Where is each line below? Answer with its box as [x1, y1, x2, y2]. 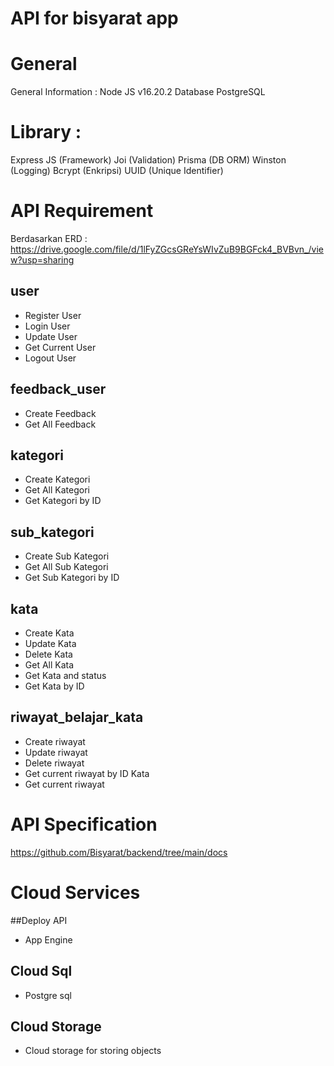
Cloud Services [10, 882, 141, 904]
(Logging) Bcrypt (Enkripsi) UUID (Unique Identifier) [10, 165, 224, 177]
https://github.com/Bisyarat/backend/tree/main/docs [10, 846, 228, 858]
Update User [24, 330, 78, 342]
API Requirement [10, 200, 154, 222]
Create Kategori [24, 473, 91, 486]
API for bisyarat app [10, 7, 179, 30]
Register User [24, 309, 82, 321]
